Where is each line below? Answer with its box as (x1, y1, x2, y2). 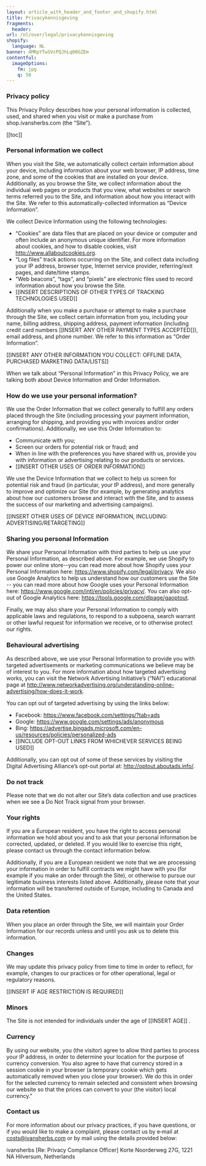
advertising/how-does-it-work (6, 687, 83, 695)
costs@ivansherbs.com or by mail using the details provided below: (6, 1134, 178, 1141)
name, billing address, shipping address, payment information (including (6, 320, 189, 327)
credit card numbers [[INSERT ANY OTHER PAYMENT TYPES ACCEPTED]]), (6, 326, 198, 333)
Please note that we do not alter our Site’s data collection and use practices (6, 792, 197, 799)
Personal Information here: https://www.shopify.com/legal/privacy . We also (6, 568, 196, 576)
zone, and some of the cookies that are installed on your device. (6, 173, 169, 180)
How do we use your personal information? (6, 391, 137, 400)
